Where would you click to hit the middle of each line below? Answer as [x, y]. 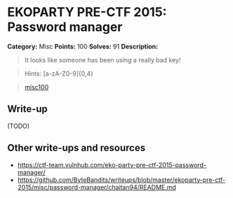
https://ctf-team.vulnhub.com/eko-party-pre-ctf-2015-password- [112, 164]
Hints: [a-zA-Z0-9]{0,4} [59, 73]
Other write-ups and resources [76, 148]
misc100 [36, 87]
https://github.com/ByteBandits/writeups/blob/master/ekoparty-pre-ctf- [121, 180]
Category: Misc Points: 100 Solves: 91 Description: [83, 46]
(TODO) [19, 126]
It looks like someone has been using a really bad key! [102, 59]
